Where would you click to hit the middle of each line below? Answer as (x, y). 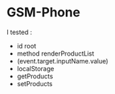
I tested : (20, 32)
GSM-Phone (44, 12)
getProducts (35, 76)
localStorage (35, 68)
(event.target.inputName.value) (62, 61)
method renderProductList (55, 53)
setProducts (34, 83)
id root (27, 46)
